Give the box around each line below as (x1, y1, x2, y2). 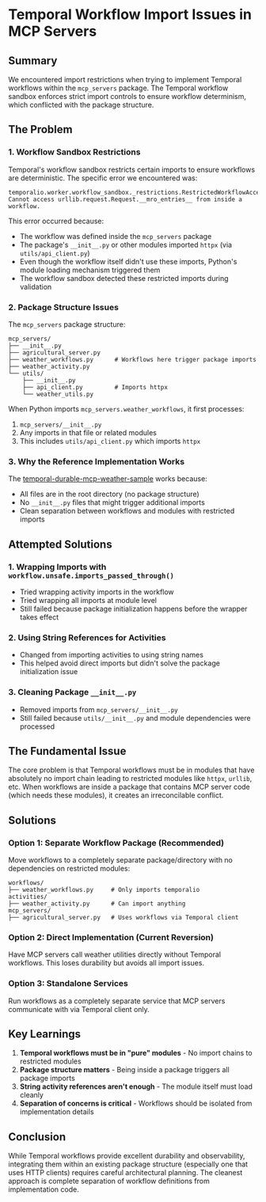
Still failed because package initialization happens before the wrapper (19, 604, 248, 613)
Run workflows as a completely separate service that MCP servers (8, 995, 226, 1006)
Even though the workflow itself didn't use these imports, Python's (19, 256, 237, 266)
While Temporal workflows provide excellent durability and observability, (8, 1151, 245, 1161)
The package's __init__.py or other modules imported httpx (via (19, 240, 232, 249)
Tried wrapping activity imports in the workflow (19, 587, 174, 597)
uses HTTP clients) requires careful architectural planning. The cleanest (8, 1168, 243, 1177)
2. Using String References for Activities (8, 631, 166, 643)
